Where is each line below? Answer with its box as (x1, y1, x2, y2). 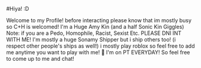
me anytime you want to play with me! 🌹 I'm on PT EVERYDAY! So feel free (6, 49, 190, 56)
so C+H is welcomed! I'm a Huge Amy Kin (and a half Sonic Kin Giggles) (6, 23, 184, 30)
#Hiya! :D (6, 5, 29, 12)
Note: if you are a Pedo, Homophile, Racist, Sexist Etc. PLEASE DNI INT (6, 29, 182, 37)
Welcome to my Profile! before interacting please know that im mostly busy (6, 17, 192, 23)
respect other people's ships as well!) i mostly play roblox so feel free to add (6, 42, 195, 49)
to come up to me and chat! (6, 55, 74, 62)
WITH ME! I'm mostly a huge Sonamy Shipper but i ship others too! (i (6, 36, 176, 43)
